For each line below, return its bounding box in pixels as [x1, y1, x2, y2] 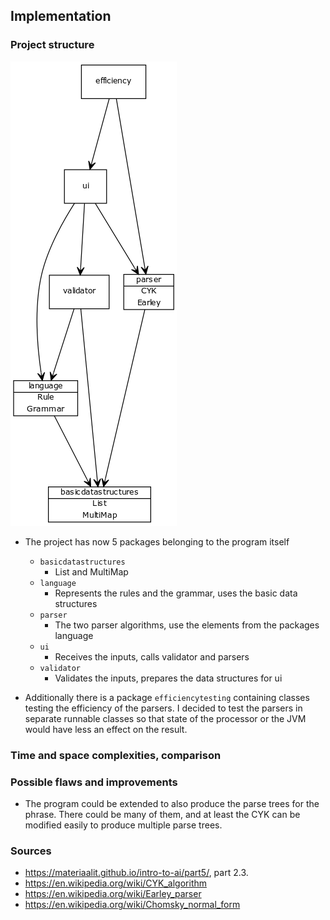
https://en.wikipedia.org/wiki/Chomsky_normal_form [24, 899, 241, 911]
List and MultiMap [54, 565, 129, 578]
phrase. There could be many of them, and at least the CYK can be [24, 808, 301, 820]
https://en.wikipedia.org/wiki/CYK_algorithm [24, 877, 208, 889]
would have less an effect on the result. [24, 723, 188, 735]
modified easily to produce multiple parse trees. [24, 819, 223, 831]
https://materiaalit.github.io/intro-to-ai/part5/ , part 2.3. [24, 867, 249, 879]
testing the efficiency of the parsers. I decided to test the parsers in [24, 702, 303, 714]
